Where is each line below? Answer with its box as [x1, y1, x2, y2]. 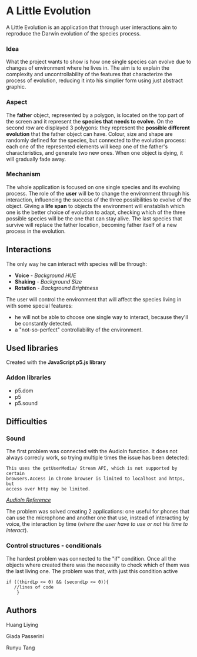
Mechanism [6, 170, 41, 178]
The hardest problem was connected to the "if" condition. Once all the [6, 555, 176, 562]
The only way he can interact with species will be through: [6, 260, 148, 267]
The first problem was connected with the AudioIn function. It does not [6, 448, 178, 455]
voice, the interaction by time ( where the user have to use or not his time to [6, 521, 188, 528]
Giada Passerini [6, 632, 44, 639]
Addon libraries [6, 373, 51, 382]
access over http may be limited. [6, 486, 91, 492]
